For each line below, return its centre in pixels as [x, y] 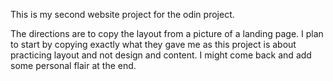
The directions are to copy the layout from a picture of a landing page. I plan [167, 33]
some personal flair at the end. [73, 65]
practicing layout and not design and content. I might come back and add [161, 55]
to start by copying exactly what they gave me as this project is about [153, 44]
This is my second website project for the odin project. [122, 14]
